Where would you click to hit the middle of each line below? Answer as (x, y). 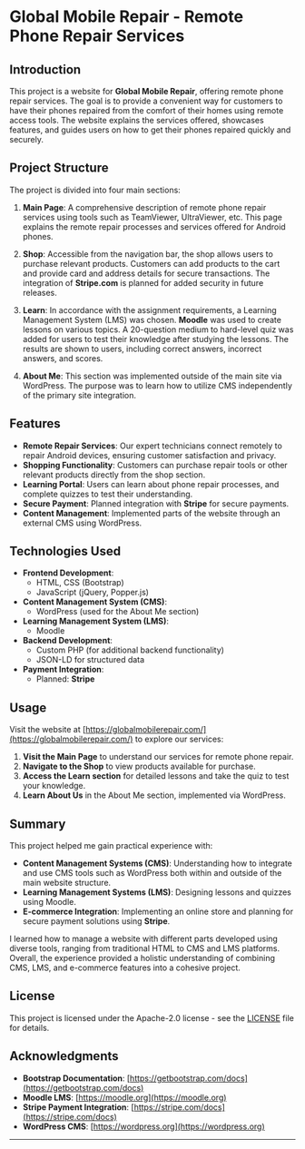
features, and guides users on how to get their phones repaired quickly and (150, 130)
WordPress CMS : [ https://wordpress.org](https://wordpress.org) (143, 1126)
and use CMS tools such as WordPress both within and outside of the (152, 873)
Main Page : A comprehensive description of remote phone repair (144, 207)
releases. (39, 292)
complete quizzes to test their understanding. (108, 494)
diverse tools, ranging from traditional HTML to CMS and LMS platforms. (144, 948)
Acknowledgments (64, 1056)
